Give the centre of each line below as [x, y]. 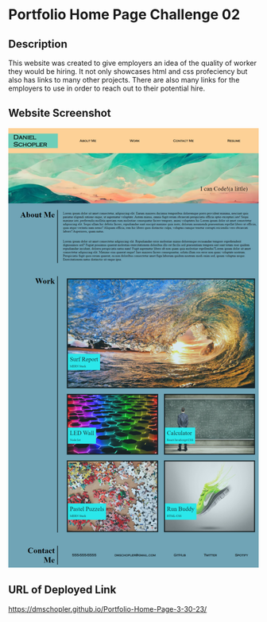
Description [38, 44]
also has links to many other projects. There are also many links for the [124, 80]
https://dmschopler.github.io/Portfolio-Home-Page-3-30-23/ [108, 608]
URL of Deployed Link [62, 590]
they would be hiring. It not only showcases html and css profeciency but [128, 71]
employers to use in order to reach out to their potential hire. [107, 88]
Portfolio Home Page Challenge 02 [124, 15]
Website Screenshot [60, 113]
